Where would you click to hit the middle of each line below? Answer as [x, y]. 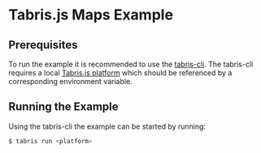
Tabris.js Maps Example [91, 15]
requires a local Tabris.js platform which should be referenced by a [120, 73]
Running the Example [64, 107]
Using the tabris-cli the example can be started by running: [107, 126]
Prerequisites [43, 45]
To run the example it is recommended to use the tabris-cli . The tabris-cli [131, 64]
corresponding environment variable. [70, 81]
